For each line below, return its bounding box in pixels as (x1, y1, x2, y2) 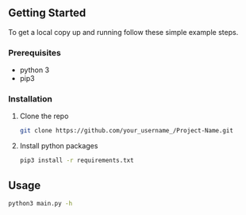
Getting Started (8, 6, 86, 20)
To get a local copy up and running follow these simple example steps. (8, 27, 239, 36)
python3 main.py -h (8, 199, 73, 207)
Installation (8, 94, 53, 105)
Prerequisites (8, 47, 61, 58)
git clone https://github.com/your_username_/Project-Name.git (19, 127, 234, 135)
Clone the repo (19, 111, 69, 121)
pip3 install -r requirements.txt (19, 156, 134, 165)
